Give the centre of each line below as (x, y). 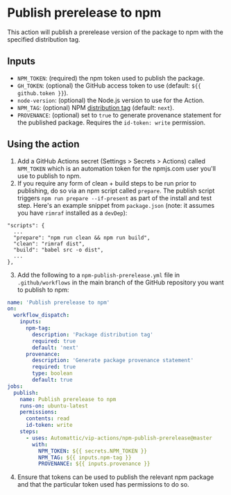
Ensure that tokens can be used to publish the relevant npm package (115, 477)
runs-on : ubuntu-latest (54, 406)
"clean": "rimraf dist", (49, 244)
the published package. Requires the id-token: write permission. (111, 122)
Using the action (43, 144)
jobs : (15, 386)
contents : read (48, 419)
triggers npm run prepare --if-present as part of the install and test (114, 198)
